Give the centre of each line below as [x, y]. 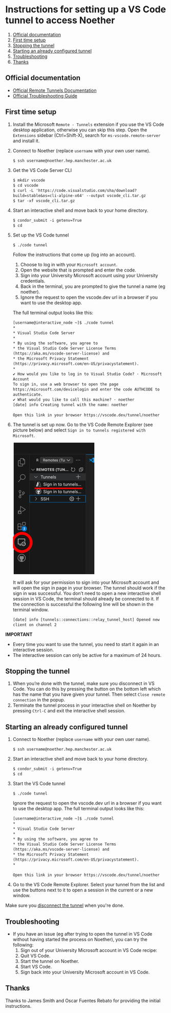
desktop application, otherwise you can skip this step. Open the [80, 130]
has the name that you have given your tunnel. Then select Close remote [89, 694]
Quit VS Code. [35, 956]
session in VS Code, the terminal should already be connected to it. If [86, 598]
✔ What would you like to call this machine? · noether [73, 400]
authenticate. [28, 394]
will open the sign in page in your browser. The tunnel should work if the [89, 588]
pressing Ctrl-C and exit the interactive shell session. [69, 711]
